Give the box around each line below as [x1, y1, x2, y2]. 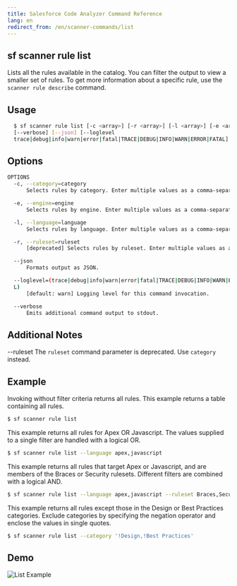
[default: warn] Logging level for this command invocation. [25, 290, 210, 297]
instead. [7, 355, 31, 364]
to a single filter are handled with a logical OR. [7, 436, 141, 444]
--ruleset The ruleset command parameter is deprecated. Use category [7, 347, 217, 357]
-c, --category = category [13, 181, 87, 188]
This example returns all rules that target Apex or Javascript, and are [7, 462, 207, 470]
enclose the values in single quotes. [7, 518, 111, 527]
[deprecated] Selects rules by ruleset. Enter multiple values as [25, 245, 226, 252]
